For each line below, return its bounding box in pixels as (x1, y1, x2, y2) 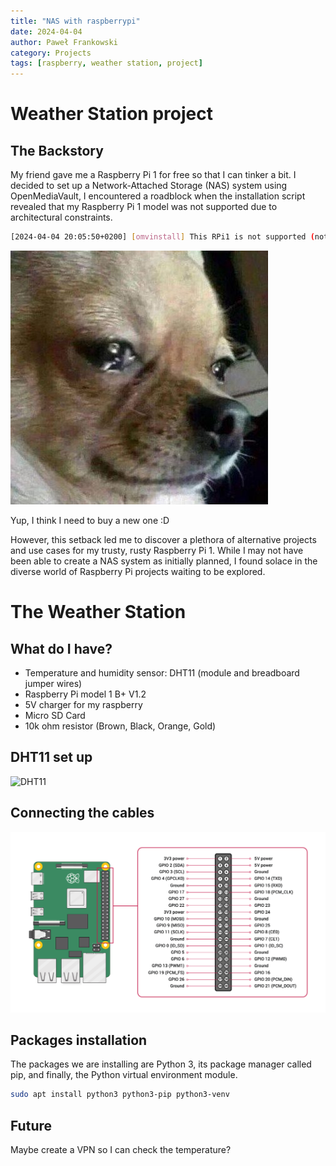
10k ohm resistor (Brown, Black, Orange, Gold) (24, 720, 217, 732)
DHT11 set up (10, 749, 93, 766)
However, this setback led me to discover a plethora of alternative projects (10, 534, 317, 545)
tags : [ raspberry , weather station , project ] (10, 58, 203, 69)
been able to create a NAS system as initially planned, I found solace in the (10, 555, 318, 567)
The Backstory (10, 142, 104, 159)
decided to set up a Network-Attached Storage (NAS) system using (10, 180, 288, 192)
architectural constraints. (10, 211, 113, 224)
